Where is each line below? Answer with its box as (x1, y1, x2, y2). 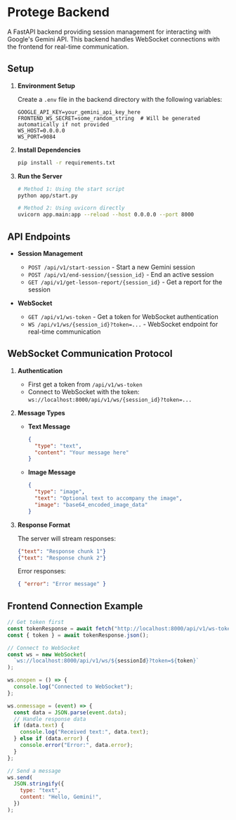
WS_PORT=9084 (17, 133, 56, 141)
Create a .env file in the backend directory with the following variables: (17, 95, 223, 103)
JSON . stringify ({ (13, 781, 65, 788)
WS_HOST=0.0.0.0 (17, 127, 65, 134)
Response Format (17, 521, 70, 529)
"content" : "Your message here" (34, 449, 129, 456)
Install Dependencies (17, 145, 81, 154)
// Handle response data (13, 715, 86, 722)
